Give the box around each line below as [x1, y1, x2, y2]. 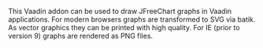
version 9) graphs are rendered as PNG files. [8, 31, 154, 40]
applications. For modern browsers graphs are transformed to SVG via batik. [8, 15, 256, 24]
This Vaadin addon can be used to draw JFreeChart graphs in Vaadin [8, 7, 232, 15]
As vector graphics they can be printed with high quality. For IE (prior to [8, 23, 240, 32]
